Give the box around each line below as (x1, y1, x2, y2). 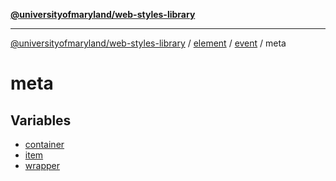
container (24, 139, 65, 150)
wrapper (24, 160, 60, 171)
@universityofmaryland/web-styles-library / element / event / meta (10, 37, 287, 49)
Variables (10, 112, 72, 129)
